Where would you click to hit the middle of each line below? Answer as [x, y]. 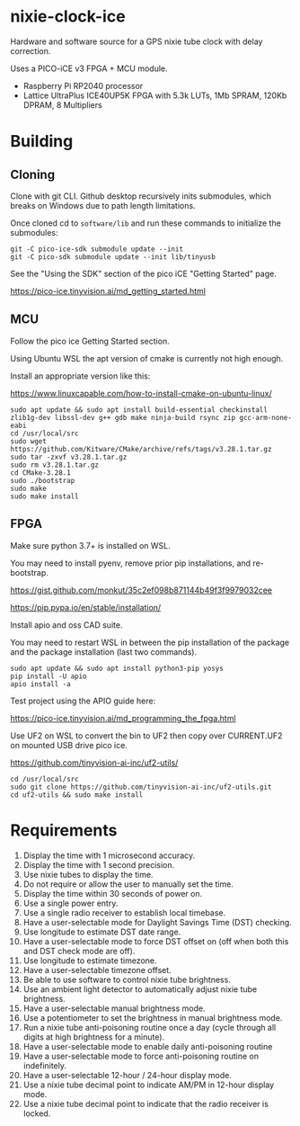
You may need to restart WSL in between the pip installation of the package [150, 642]
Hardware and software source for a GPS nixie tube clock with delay [137, 41]
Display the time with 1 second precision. [99, 864]
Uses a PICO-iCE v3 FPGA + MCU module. [89, 68]
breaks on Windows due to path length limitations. [103, 205]
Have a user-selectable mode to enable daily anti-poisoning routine [148, 1046]
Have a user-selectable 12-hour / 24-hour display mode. [127, 1075]
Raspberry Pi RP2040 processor [83, 85]
